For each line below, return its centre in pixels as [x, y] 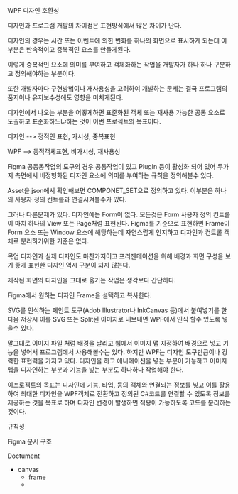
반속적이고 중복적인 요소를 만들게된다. [79, 49]
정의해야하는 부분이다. [45, 73]
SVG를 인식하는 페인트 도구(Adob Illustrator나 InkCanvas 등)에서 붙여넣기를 [114, 310]
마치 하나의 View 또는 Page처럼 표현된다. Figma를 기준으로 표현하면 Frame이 [122, 223]
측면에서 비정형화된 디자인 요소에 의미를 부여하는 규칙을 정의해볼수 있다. [114, 175]
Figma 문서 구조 [29, 441]
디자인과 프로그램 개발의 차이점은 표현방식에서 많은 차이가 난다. [95, 26]
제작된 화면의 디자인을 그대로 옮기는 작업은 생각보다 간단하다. [92, 280]
